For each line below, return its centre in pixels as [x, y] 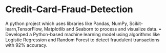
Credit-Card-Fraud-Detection [69, 9]
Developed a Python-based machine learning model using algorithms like [83, 34]
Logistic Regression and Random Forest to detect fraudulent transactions [82, 40]
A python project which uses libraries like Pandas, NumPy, [67, 23]
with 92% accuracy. [26, 45]
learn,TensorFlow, [24, 29]
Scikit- [136, 23]
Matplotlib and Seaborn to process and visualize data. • [102, 29]
